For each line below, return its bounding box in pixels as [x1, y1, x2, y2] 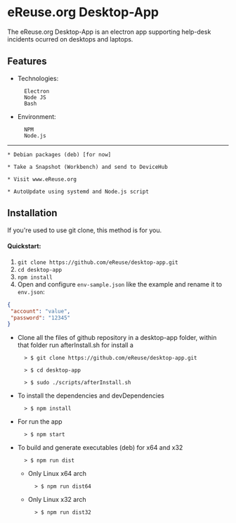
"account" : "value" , [10, 308, 71, 315]
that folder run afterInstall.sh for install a [17, 341, 133, 349]
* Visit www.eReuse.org [7, 175, 77, 183]
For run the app [17, 417, 63, 426]
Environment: [17, 112, 56, 120]
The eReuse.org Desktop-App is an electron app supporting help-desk [7, 27, 211, 36]
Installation [7, 207, 58, 219]
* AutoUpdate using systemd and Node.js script [7, 188, 150, 195]
